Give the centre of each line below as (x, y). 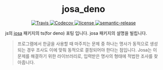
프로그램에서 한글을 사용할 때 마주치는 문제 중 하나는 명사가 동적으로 (83, 44)
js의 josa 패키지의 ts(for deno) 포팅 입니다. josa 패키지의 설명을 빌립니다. (76, 33)
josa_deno (83, 9)
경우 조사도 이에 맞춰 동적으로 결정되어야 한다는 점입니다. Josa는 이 (92, 50)
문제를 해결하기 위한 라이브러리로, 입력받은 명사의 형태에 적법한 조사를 (85, 56)
